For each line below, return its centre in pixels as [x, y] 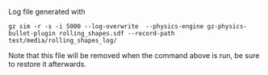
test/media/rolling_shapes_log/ [63, 40]
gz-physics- [227, 27]
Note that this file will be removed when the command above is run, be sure [134, 55]
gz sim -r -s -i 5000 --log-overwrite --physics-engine [106, 27]
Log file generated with [47, 12]
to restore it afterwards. [48, 64]
